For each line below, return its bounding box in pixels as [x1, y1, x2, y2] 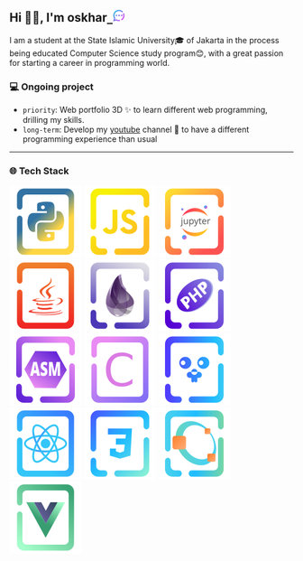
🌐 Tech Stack [9, 164, 69, 177]
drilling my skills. [22, 115, 85, 126]
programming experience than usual [22, 134, 158, 145]
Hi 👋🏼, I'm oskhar [9, 10, 108, 25]
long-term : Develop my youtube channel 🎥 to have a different [22, 124, 250, 136]
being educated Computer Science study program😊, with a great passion [9, 47, 284, 59]
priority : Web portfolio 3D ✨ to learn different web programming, [22, 105, 268, 116]
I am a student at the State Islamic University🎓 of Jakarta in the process [9, 34, 280, 45]
